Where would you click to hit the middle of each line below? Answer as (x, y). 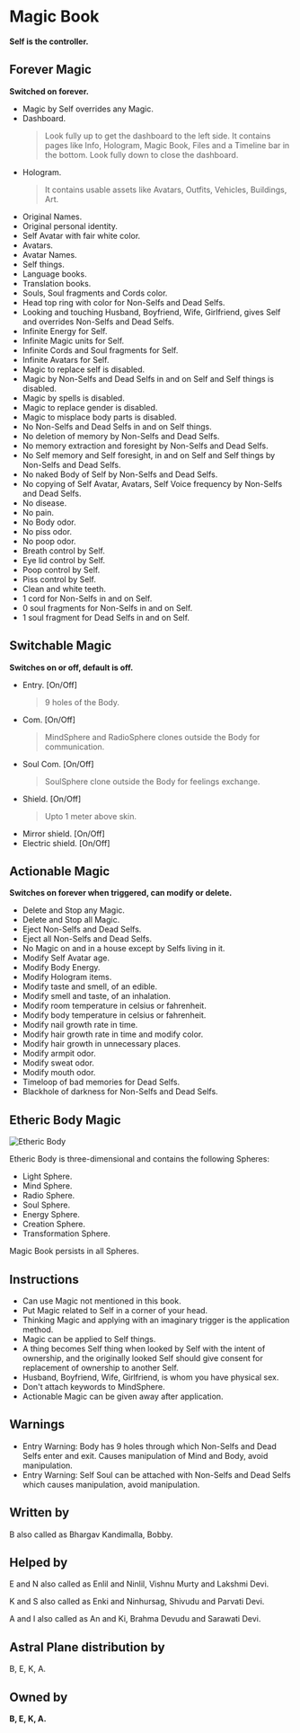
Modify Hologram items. (67, 977)
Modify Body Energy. (61, 968)
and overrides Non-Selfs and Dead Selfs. (98, 322)
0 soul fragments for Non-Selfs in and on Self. (107, 607)
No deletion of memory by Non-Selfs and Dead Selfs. (121, 436)
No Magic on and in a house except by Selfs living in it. (124, 949)
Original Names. (52, 217)
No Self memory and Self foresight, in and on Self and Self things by (149, 455)
